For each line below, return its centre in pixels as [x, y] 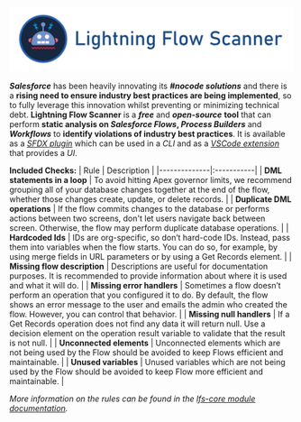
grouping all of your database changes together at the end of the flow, [140, 190]
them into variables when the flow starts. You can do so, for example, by [143, 247]
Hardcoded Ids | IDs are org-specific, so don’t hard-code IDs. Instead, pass [150, 238]
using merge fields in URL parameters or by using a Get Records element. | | [151, 257]
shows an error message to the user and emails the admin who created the [149, 305]
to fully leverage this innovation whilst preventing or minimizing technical [144, 105]
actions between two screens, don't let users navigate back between [137, 218]
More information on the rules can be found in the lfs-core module [132, 399]
